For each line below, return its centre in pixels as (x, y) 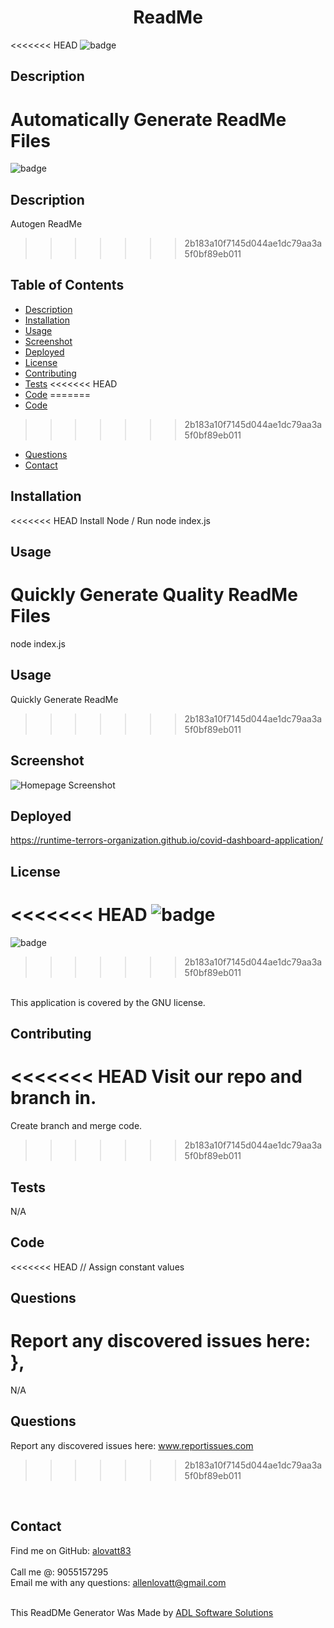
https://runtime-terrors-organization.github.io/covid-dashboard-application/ (167, 840)
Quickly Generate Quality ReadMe (154, 595)
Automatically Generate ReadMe (148, 119)
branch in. (53, 1098)
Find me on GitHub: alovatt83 (71, 1550)
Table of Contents (67, 285)
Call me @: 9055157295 (59, 1572)
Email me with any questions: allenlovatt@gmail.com (118, 1582)
